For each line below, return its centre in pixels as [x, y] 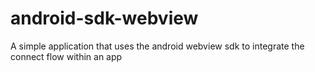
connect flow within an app [66, 56]
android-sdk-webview [104, 18]
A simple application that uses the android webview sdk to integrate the [157, 46]
